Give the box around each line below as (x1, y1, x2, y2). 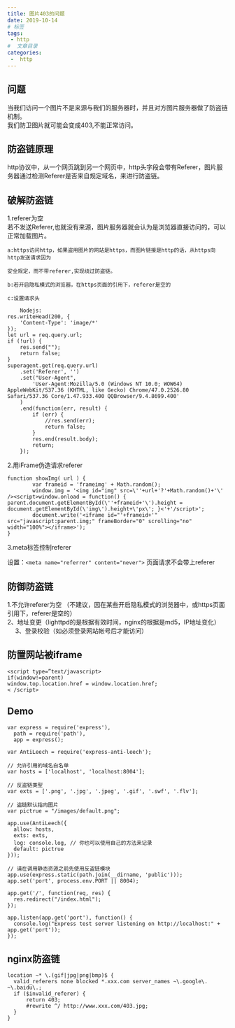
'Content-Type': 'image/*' (20, 320, 99, 327)
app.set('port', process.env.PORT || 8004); (7, 877, 139, 885)
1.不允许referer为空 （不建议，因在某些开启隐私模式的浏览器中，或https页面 (7, 601, 225, 608)
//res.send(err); (44, 417, 96, 424)
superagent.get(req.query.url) (7, 362, 99, 369)
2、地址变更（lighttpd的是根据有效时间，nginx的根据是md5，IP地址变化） (7, 618, 220, 626)
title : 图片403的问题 (7, 10, 65, 17)
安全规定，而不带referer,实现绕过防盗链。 (7, 268, 116, 275)
